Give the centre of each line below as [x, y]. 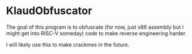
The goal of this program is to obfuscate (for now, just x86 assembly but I [95, 27]
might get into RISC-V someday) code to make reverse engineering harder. [96, 33]
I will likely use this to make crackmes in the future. [68, 45]
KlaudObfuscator [49, 11]
